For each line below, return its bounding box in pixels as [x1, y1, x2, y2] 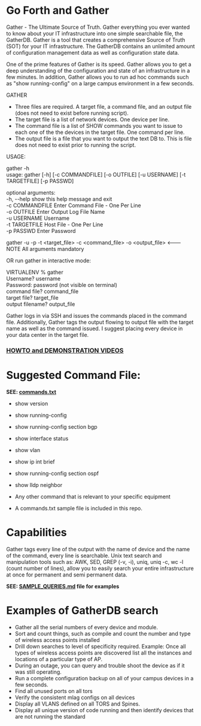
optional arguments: [6, 189, 56, 196]
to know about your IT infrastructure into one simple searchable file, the [6, 29, 183, 37]
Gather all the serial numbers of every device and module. [14, 623, 159, 631]
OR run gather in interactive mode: [6, 256, 92, 264]
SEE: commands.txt [6, 388, 57, 395]
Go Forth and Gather [6, 4, 109, 17]
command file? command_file [6, 288, 79, 295]
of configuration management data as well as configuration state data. [6, 49, 179, 56]
